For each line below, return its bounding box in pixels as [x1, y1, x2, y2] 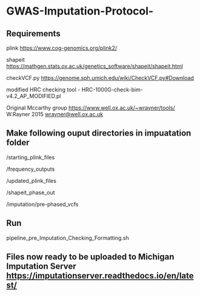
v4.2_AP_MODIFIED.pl [6, 93, 61, 99]
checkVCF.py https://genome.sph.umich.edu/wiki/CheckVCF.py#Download [6, 74, 194, 81]
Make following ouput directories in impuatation [6, 128, 192, 139]
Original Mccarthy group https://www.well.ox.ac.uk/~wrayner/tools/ [6, 104, 175, 111]
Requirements [6, 28, 61, 39]
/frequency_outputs [6, 165, 55, 173]
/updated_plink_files [6, 177, 56, 184]
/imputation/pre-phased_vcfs [6, 200, 79, 208]
